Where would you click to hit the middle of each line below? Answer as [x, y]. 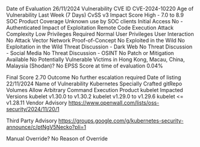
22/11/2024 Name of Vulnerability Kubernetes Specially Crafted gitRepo [94, 84]
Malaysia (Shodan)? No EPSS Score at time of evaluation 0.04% [84, 66]
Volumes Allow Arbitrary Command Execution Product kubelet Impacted [95, 90]
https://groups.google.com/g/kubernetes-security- [121, 121]
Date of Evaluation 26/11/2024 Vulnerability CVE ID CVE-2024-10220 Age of [100, 9]
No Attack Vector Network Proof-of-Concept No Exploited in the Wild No [96, 40]
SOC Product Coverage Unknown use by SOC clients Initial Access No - [95, 21]
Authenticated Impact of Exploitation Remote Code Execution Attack [90, 27]
